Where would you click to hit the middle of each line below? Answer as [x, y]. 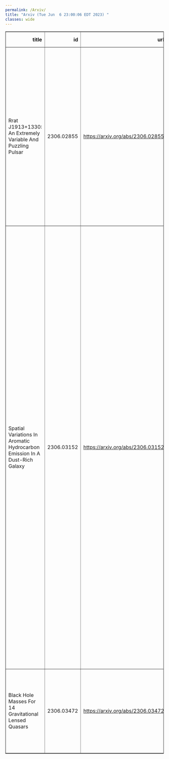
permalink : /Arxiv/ [26, 10]
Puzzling [19, 146]
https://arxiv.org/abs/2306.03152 [124, 448]
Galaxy [17, 466]
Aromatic [19, 441]
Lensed [17, 720]
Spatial [17, 428]
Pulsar [16, 152]
